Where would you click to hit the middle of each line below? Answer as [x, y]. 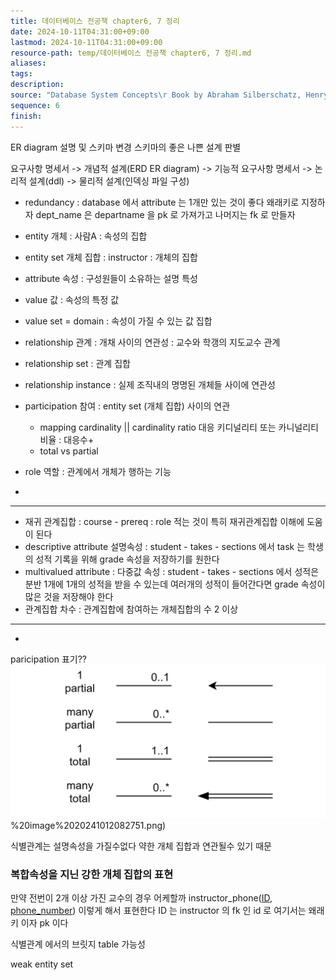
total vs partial [69, 451]
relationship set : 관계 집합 [77, 363]
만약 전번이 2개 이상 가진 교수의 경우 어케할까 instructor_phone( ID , [141, 897]
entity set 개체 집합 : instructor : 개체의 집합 [111, 257]
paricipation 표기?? [48, 659]
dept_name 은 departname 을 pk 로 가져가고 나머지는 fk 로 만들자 [165, 214]
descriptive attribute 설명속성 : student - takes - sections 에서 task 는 [165, 546]
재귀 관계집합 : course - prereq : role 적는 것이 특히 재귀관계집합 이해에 [164, 521]
